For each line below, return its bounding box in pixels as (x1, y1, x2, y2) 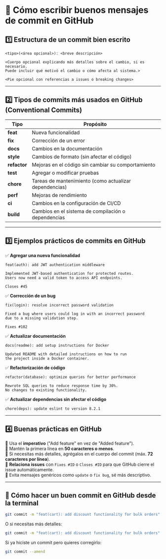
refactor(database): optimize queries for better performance (5, 374, 136, 379)
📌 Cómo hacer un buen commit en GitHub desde (5, 491, 156, 499)
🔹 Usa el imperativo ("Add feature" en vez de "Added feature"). (5, 440, 134, 446)
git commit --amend (5, 549, 45, 554)
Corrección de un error (32, 137, 85, 144)
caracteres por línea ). (5, 456, 50, 462)
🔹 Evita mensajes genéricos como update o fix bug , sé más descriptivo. (5, 472, 152, 478)
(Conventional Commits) (5, 106, 83, 115)
